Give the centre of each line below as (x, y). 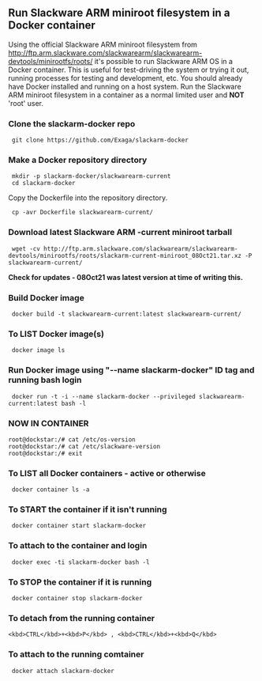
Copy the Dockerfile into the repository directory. (88, 198)
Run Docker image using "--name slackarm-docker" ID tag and (131, 370)
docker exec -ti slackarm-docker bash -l (80, 562)
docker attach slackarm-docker (63, 671)
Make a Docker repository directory (78, 160)
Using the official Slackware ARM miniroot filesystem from (103, 44)
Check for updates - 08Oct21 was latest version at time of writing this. (125, 277)
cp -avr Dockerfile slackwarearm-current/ (82, 213)
